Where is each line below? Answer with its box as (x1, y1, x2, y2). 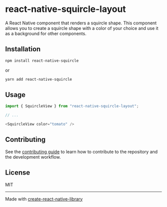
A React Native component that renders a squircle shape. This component (5, 20, 157, 26)
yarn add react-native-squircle (5, 77, 72, 82)
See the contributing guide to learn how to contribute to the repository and (5, 148, 158, 155)
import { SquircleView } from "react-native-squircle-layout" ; (5, 103, 139, 109)
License (5, 168, 30, 177)
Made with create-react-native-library (5, 196, 83, 202)
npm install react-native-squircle (5, 58, 79, 63)
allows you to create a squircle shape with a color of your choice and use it (5, 25, 159, 31)
